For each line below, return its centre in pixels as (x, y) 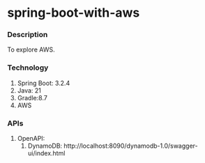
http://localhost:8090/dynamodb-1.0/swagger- (131, 146)
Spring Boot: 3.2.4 (44, 83)
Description (28, 35)
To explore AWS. (31, 49)
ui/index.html (46, 153)
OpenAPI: (31, 139)
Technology (28, 68)
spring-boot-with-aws (74, 13)
